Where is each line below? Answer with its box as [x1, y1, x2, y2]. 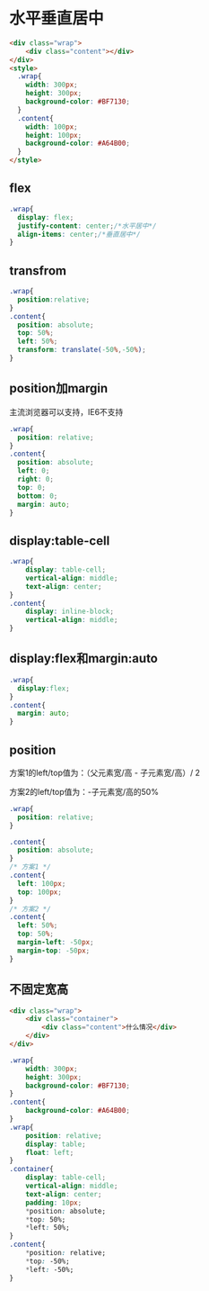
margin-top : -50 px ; [17, 946, 91, 955]
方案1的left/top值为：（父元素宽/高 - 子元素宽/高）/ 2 [9, 767, 200, 778]
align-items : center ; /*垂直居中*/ [17, 230, 141, 239]
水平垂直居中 [9, 8, 105, 29]
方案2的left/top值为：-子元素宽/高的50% [9, 786, 160, 797]
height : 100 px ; [25, 131, 83, 140]
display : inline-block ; [25, 607, 115, 617]
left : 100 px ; [17, 879, 66, 888]
